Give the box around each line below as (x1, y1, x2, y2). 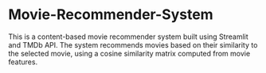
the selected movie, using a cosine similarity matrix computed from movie (8, 48, 251, 58)
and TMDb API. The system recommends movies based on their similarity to (8, 40, 258, 49)
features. (8, 57, 38, 67)
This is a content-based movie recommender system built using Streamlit (8, 32, 248, 41)
